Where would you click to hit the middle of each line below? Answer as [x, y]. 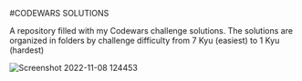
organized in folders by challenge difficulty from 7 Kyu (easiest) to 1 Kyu [145, 40]
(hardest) [27, 50]
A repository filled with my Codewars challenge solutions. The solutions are [151, 30]
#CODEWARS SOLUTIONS [59, 13]
